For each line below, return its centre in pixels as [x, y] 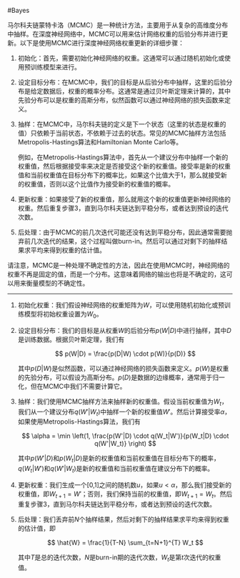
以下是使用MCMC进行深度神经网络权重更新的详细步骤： [102, 43]
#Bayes [19, 10]
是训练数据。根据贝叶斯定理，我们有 [71, 339]
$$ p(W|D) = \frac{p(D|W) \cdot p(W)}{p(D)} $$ [125, 354]
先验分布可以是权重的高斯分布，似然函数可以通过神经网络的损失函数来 [121, 100]
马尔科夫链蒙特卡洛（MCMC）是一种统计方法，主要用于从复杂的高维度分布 [118, 25]
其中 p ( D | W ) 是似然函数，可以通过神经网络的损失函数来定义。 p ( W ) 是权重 [123, 368]
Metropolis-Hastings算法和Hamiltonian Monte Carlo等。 [100, 142]
